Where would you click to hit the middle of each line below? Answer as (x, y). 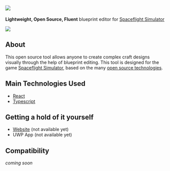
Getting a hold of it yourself (50, 117)
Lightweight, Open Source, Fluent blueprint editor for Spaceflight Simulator (85, 19)
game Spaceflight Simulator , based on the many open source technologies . (84, 67)
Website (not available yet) (40, 129)
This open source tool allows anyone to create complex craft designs (78, 57)
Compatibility (27, 150)
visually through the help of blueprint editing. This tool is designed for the (82, 62)
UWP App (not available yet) (42, 135)
